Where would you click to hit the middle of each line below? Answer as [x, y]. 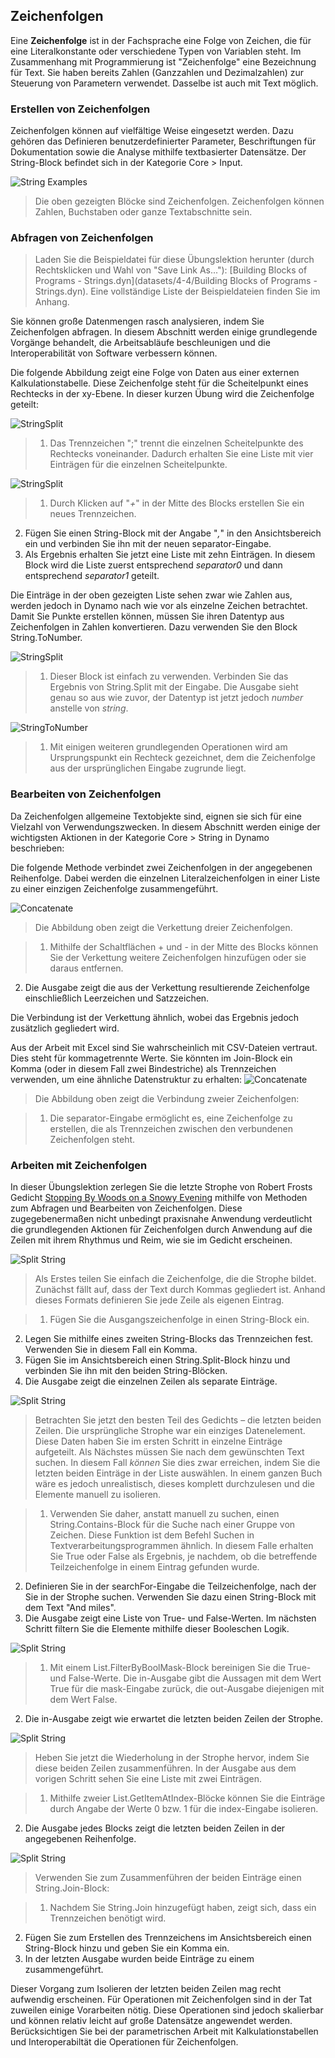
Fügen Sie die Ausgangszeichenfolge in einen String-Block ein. [179, 1319]
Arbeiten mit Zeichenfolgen [79, 1165]
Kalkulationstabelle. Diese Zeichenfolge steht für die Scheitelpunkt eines [159, 383]
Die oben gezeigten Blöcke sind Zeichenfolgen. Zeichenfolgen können [179, 201]
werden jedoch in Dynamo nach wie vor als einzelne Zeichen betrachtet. [159, 606]
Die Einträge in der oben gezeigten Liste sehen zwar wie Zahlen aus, [151, 595]
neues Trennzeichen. [93, 514]
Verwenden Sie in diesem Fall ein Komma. [111, 1349]
